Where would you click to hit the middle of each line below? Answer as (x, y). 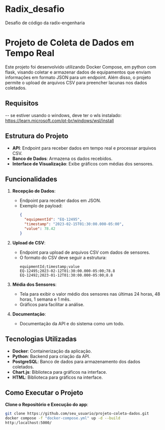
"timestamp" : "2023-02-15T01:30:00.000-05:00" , (74, 224)
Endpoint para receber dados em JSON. (60, 200)
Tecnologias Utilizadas (41, 339)
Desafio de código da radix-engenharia (45, 23)
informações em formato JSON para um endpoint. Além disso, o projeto (78, 77)
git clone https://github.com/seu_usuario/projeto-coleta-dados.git (77, 414)
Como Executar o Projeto (44, 393)
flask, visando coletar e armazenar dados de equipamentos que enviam (78, 72)
